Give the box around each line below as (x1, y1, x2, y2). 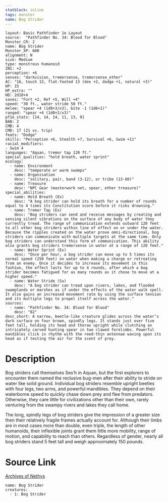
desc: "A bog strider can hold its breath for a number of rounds (14, 199, 157, 204)
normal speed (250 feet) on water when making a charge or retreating (5, 257, 157, 262)
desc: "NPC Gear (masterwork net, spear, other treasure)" (14, 186, 141, 191)
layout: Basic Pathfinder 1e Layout (5, 31, 82, 36)
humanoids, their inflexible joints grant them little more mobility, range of (5, 428, 156, 434)
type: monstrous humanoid (5, 62, 60, 67)
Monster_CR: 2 (5, 39, 35, 45)
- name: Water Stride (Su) (10, 279, 67, 284)
